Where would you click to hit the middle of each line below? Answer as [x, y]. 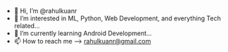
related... [27, 26]
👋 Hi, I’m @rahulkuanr [45, 11]
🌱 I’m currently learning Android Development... [83, 33]
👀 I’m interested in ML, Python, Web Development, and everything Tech [118, 18]
